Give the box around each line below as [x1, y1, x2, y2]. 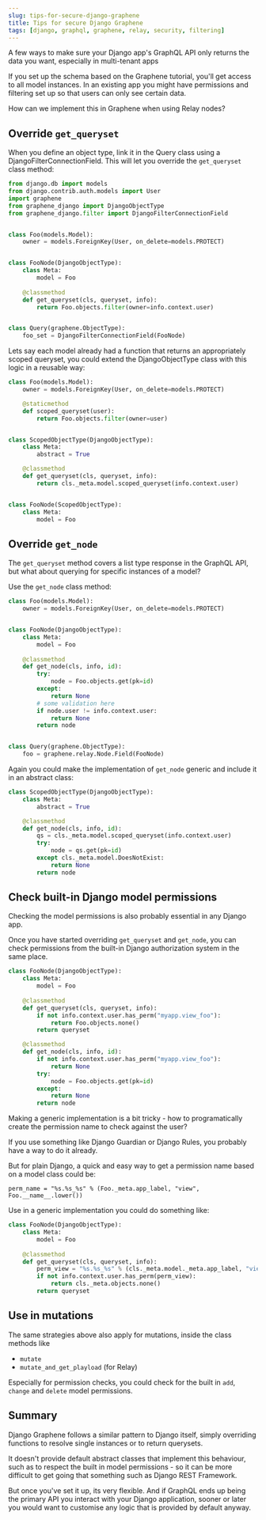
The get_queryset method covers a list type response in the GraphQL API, [8, 559, 249, 568]
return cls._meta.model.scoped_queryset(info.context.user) [36, 480, 239, 487]
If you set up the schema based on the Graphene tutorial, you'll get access [8, 72, 252, 81]
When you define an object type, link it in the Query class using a [8, 148, 221, 157]
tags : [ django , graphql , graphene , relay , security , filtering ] [8, 26, 225, 34]
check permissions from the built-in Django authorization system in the [8, 943, 240, 953]
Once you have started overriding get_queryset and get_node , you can [8, 935, 237, 945]
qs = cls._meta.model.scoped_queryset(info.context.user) [36, 832, 232, 840]
